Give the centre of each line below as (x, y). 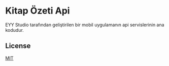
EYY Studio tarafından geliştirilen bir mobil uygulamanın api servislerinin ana (85, 25)
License (18, 46)
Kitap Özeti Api (38, 11)
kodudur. (14, 30)
